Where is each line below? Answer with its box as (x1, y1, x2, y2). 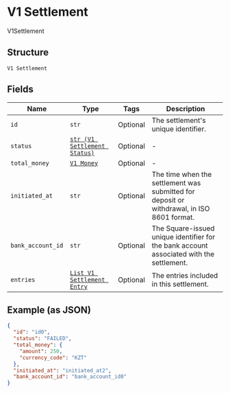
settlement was (151, 178, 201, 187)
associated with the (151, 249, 214, 259)
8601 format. (151, 212, 195, 222)
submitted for (151, 187, 195, 196)
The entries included (151, 270, 218, 280)
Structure (7, 47, 49, 58)
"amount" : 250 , (19, 348, 63, 355)
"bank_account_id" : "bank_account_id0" (13, 373, 127, 381)
